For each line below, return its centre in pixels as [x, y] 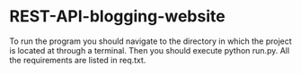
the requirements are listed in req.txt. [78, 60]
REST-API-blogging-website [118, 16]
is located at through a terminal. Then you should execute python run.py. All [150, 50]
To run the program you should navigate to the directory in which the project [150, 41]
